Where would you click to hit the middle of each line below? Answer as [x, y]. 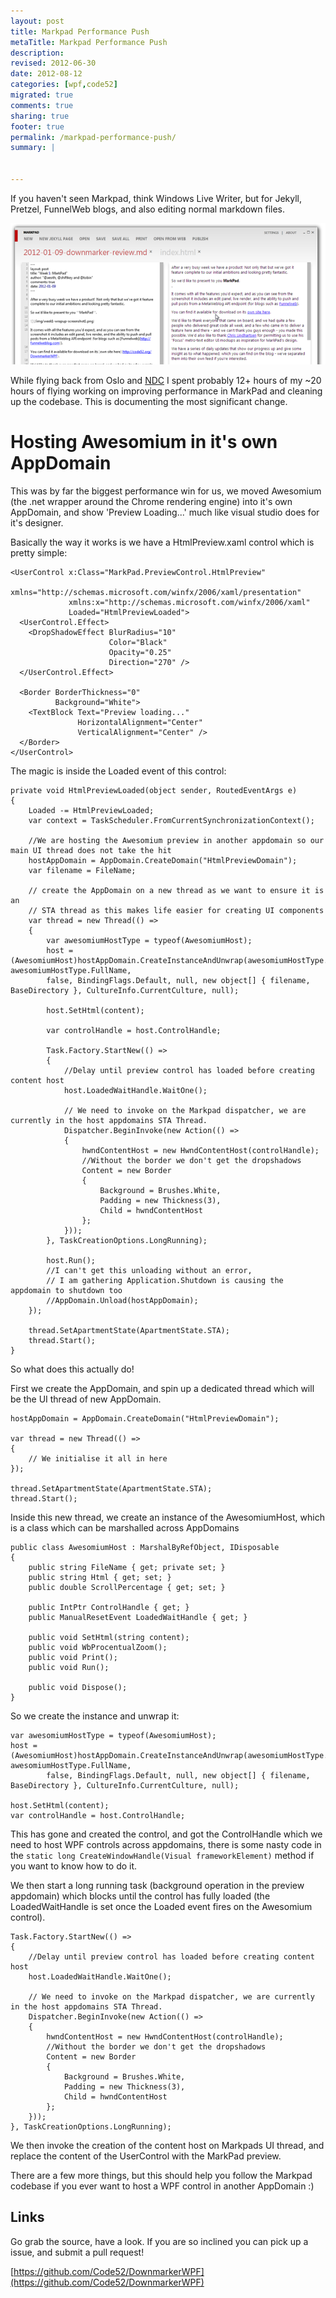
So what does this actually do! [72, 1369]
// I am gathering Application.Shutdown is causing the [165, 1280]
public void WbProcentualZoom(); [98, 1647]
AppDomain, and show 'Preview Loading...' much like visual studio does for [165, 512]
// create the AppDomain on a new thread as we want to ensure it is [176, 890]
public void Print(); [73, 1657]
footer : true [37, 126]
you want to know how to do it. [74, 1866]
